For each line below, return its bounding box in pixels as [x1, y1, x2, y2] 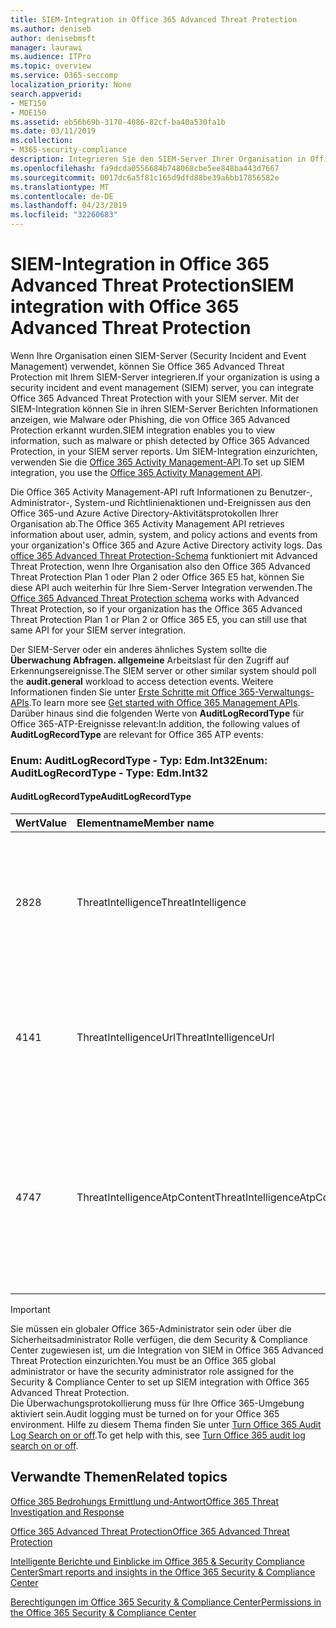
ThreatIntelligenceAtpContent [76, 1191, 215, 1205]
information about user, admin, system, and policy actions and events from [10, 528, 318, 540]
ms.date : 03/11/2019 [10, 126, 97, 136]
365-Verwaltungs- [238, 686, 315, 698]
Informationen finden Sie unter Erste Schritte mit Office [10, 686, 237, 698]
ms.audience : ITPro [10, 52, 92, 62]
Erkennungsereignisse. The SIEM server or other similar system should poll [10, 664, 317, 676]
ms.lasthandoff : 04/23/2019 [10, 201, 128, 211]
